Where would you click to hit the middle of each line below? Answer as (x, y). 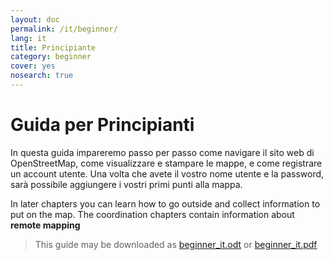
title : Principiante (53, 47)
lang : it (28, 38)
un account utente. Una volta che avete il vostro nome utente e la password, (167, 173)
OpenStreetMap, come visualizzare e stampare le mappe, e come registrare (166, 163)
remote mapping (45, 225)
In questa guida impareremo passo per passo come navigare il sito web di (162, 152)
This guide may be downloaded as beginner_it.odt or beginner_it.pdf (176, 244)
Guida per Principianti (102, 125)
